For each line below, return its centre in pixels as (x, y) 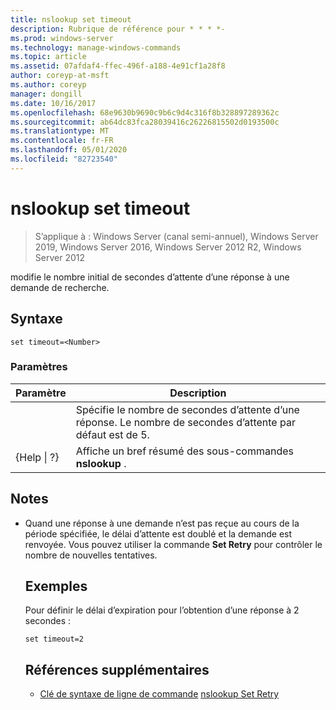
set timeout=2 (54, 639)
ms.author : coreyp (48, 85)
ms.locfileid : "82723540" (64, 159)
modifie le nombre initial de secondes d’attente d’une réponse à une (150, 277)
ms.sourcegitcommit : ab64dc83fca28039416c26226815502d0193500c (145, 122)
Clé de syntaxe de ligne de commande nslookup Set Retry (159, 694)
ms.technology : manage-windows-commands (96, 47)
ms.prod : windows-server (62, 38)
